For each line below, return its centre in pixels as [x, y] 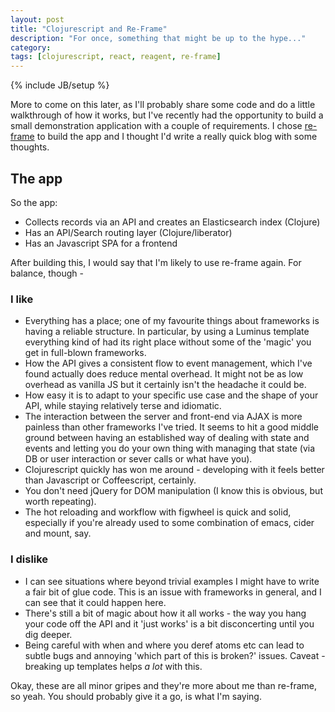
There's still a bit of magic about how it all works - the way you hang [165, 613]
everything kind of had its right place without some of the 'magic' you [168, 342]
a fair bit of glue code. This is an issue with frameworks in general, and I [173, 592]
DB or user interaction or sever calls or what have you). [138, 459]
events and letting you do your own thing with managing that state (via [170, 448]
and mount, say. [58, 533]
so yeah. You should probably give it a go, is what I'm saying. [136, 696]
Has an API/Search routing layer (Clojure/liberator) [128, 232]
